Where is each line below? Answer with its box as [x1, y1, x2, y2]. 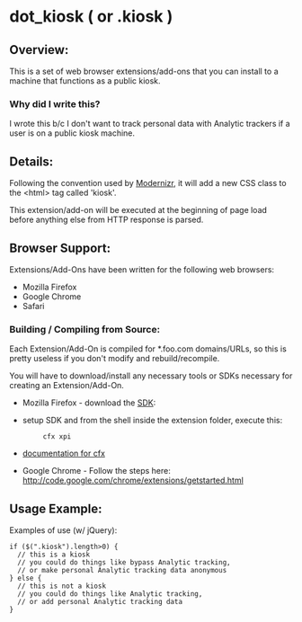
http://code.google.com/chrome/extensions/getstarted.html [22, 475, 244, 486]
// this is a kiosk [17, 550, 91, 559]
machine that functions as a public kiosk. [9, 76, 161, 86]
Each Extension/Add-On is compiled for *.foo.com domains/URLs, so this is [9, 343, 288, 354]
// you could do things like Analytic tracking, [17, 590, 203, 599]
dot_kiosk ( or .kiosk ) [9, 6, 173, 27]
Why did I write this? [9, 97, 101, 110]
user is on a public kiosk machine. [9, 128, 136, 138]
